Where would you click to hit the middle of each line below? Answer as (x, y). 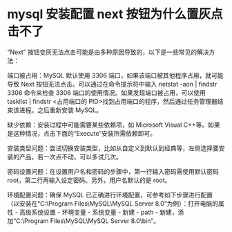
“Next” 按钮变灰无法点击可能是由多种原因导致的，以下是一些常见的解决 (108, 52)
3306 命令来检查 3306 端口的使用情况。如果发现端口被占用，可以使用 (106, 92)
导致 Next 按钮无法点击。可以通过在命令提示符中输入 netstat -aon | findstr (112, 84)
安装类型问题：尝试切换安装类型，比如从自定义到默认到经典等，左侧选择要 (113, 148)
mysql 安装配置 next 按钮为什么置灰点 (115, 14)
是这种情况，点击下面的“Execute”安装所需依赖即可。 (82, 133)
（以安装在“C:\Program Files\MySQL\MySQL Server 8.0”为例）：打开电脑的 (113, 203)
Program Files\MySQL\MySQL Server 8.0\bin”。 (92, 221)
